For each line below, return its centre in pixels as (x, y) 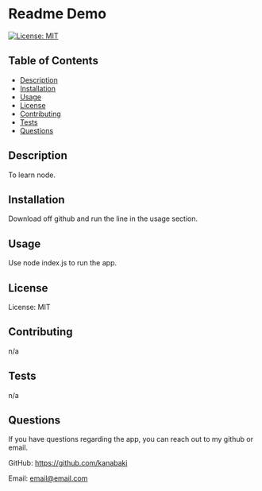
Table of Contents (54, 61)
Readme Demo (58, 14)
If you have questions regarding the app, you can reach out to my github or (131, 439)
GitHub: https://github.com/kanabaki (68, 463)
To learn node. (32, 175)
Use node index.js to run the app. (63, 263)
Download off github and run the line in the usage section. (103, 218)
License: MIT (29, 307)
